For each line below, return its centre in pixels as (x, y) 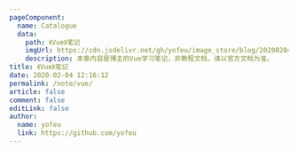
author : (24, 116)
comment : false (37, 100)
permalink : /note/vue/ (51, 83)
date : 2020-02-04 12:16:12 (59, 75)
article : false (37, 91)
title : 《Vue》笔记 (39, 68)
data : (27, 34)
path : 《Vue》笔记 (53, 42)
